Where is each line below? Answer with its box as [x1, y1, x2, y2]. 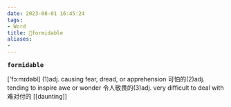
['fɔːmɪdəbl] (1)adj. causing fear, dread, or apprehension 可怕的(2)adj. [7, 75, 205, 83]
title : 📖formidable [7, 29, 64, 37]
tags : [7, 17, 23, 23]
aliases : [7, 36, 33, 43]
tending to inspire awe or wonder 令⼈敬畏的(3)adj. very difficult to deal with [7, 84, 224, 92]
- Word [7, 23, 26, 30]
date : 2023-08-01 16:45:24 [7, 10, 85, 17]
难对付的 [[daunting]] [7, 93, 68, 100]
